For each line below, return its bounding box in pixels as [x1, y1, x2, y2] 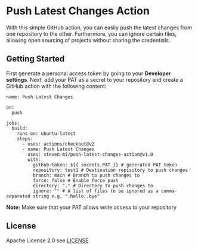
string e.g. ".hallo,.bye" [32, 193, 100, 199]
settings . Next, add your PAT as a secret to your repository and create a [6, 76, 183, 83]
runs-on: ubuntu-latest [17, 130, 76, 137]
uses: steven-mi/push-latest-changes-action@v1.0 [27, 151, 153, 158]
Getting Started [6, 54, 65, 64]
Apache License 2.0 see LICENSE [6, 237, 89, 244]
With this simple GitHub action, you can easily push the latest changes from [6, 24, 192, 31]
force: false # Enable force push [32, 177, 119, 183]
